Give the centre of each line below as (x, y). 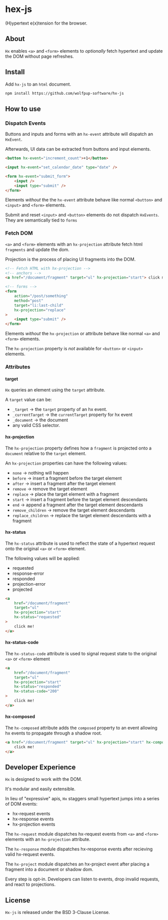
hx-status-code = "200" (36, 692)
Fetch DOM (19, 233)
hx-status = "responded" (38, 687)
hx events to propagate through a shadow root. (54, 733)
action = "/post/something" (41, 296)
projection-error (29, 584)
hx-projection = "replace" (40, 310)
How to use (23, 109)
